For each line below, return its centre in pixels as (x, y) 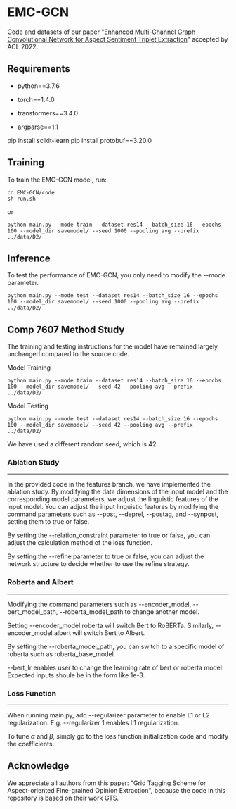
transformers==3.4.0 (48, 113)
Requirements (39, 69)
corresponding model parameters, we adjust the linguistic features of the (113, 499)
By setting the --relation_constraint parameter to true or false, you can (109, 535)
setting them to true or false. (48, 522)
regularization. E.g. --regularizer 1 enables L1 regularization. (93, 723)
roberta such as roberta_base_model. (61, 654)
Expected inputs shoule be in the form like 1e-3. (76, 675)
